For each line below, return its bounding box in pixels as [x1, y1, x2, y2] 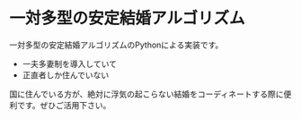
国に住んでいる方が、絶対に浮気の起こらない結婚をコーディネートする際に [9, 89, 285, 99]
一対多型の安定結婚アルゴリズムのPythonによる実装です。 [9, 39, 224, 50]
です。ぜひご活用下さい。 [16, 99, 111, 110]
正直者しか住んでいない [22, 69, 110, 81]
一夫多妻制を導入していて [22, 58, 117, 69]
